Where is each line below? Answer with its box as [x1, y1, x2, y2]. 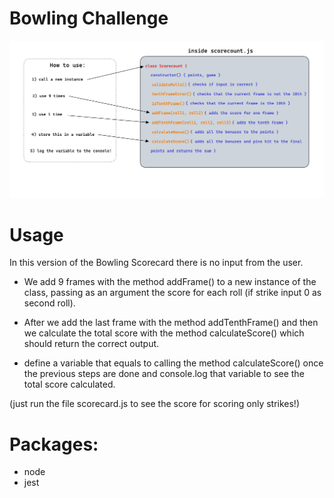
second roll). [23, 297, 76, 309]
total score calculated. [23, 378, 116, 391]
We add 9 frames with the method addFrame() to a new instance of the [23, 276, 317, 288]
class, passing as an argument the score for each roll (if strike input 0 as [23, 287, 322, 299]
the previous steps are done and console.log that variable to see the [23, 368, 305, 380]
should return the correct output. [23, 338, 160, 350]
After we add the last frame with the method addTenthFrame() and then [23, 317, 319, 329]
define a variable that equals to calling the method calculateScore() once [23, 357, 324, 369]
